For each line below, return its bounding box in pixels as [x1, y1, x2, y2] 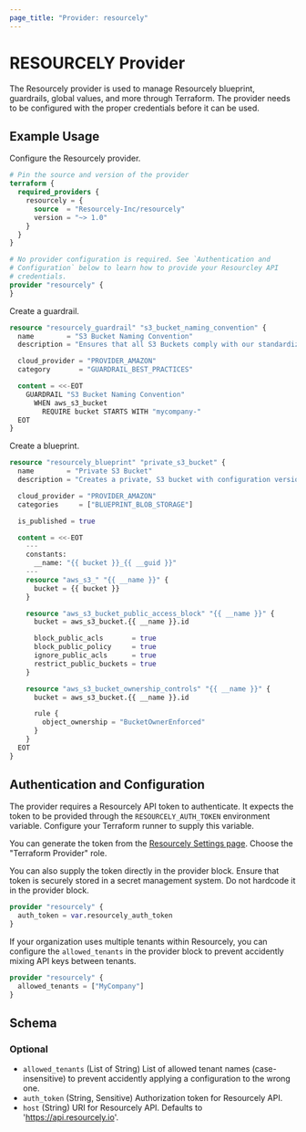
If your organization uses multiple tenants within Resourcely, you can [9, 937, 268, 948]
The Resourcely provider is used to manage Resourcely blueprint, [9, 83, 255, 94]
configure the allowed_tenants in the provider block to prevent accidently [9, 946, 284, 957]
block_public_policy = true [33, 643, 157, 652]
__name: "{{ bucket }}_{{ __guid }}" [33, 559, 178, 568]
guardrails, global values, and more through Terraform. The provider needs [9, 92, 291, 103]
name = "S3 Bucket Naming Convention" [17, 331, 194, 341]
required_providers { [17, 188, 100, 197]
